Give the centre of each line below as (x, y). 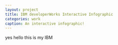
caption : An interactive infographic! (45, 23)
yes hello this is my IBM (29, 38)
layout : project (22, 10)
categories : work (23, 19)
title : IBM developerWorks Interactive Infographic (59, 14)
